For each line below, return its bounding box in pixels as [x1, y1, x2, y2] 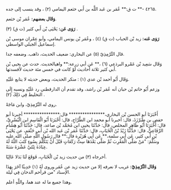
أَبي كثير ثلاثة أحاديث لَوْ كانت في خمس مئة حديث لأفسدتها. [6, 66, 117, 72]
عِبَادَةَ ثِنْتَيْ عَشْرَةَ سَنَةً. [6, 144, 48, 150]
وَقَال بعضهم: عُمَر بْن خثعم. [6, 16, 57, 21]
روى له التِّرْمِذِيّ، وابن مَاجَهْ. [6, 101, 57, 107]
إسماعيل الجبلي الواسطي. [6, 41, 56, 47]
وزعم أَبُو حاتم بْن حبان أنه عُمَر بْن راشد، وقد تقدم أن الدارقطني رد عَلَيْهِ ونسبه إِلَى [6, 86, 160, 92]
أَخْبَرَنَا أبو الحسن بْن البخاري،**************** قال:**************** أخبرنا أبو [6, 111, 158, 117]
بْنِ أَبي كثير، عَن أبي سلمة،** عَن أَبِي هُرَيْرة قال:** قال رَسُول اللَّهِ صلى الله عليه [6, 133, 157, 139]
